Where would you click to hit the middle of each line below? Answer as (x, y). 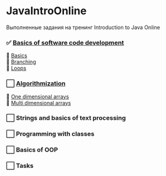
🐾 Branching (21, 62)
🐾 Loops (16, 68)
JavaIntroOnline (47, 11)
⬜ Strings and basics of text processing (66, 118)
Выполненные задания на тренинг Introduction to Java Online (83, 27)
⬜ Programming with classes (50, 134)
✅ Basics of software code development (65, 43)
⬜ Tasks (20, 166)
